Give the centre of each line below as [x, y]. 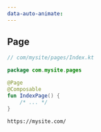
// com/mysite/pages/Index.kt [51, 58]
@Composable [24, 90]
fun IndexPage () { [34, 96]
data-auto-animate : [35, 14]
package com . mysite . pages [44, 70]
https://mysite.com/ [37, 121]
